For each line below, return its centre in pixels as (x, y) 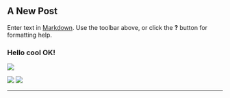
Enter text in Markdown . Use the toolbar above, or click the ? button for (107, 27)
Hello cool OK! (31, 52)
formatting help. (30, 35)
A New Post (33, 11)
